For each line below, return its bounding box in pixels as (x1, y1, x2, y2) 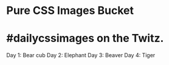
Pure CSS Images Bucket (6, 4, 134, 18)
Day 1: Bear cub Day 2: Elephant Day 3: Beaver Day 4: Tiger (6, 52, 156, 59)
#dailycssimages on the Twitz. (6, 32, 164, 46)
